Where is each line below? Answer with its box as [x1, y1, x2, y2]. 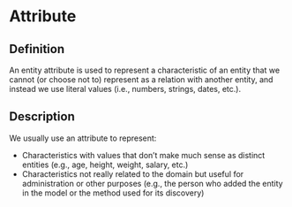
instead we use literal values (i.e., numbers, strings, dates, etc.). [9, 84, 241, 94]
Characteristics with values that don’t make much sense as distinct [21, 149, 266, 160]
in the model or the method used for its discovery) [21, 188, 205, 198]
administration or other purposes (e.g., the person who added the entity [21, 178, 284, 188]
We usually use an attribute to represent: [9, 133, 157, 143]
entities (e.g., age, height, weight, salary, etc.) [21, 159, 189, 170]
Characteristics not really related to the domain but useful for [21, 168, 244, 179]
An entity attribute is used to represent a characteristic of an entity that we [9, 65, 281, 75]
